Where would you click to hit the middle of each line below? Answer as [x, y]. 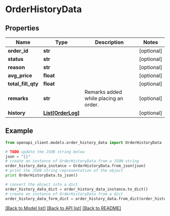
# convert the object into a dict [42, 184]
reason [16, 67]
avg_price [20, 76]
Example [19, 131]
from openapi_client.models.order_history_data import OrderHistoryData [83, 142]
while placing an [104, 98]
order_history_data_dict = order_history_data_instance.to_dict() [77, 189]
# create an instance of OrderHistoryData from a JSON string [72, 161]
